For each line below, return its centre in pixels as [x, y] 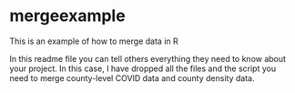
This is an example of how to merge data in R [94, 41]
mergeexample [67, 16]
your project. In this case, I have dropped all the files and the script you [142, 68]
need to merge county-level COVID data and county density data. [132, 77]
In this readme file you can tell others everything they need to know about [148, 58]
